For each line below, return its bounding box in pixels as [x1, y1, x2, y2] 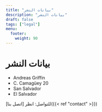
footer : [10, 31, 27, 36]
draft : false [6, 17, 33, 22]
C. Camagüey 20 [13, 80, 49, 86]
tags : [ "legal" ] [6, 21, 40, 27]
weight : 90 [15, 36, 38, 41]
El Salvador [13, 91, 37, 97]
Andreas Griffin [13, 74, 45, 80]
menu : [6, 26, 17, 32]
